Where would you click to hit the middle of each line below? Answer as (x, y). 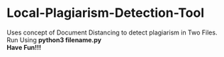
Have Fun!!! (24, 47)
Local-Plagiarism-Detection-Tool (106, 13)
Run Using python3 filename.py (54, 39)
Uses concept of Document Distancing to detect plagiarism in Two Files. (112, 32)
